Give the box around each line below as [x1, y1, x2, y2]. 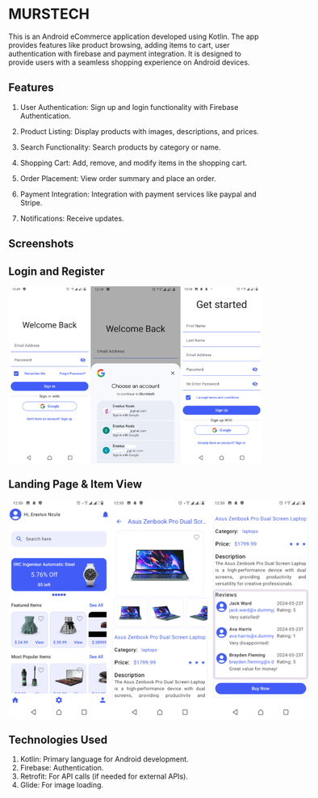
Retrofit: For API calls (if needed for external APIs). [19, 771, 188, 781]
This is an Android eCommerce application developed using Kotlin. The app [8, 32, 259, 41]
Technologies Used [8, 733, 107, 747]
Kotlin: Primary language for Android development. [19, 754, 189, 764]
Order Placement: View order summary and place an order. [19, 173, 216, 183]
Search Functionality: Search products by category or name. [19, 142, 221, 152]
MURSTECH [8, 5, 90, 23]
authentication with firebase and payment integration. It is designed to [8, 49, 242, 58]
